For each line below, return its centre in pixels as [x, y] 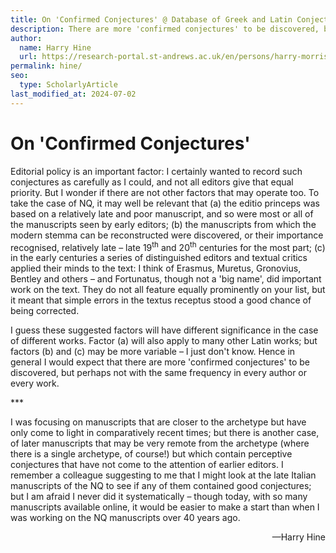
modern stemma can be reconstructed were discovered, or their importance [167, 235]
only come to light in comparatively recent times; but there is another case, [165, 433]
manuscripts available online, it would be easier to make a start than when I [165, 507]
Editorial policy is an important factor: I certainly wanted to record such [156, 171]
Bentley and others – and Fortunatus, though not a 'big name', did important [166, 279]
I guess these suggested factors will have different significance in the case [164, 330]
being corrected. [45, 311]
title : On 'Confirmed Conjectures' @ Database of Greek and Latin [151, 19]
